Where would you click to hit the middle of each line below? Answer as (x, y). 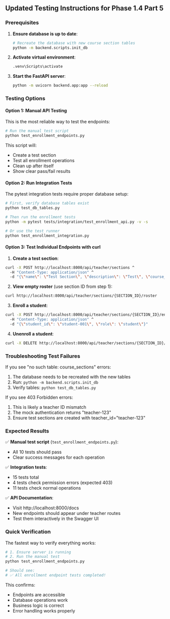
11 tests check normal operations (47, 488)
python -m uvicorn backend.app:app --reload (60, 85)
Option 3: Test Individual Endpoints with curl (53, 247)
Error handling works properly (44, 610)
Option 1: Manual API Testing (36, 110)
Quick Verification (28, 532)
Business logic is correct (38, 605)
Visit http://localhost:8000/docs (46, 508)
